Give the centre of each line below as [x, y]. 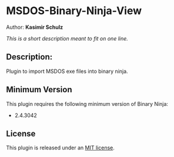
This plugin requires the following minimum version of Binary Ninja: [87, 103]
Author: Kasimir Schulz [35, 27]
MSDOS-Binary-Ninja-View [74, 11]
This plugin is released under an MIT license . [60, 148]
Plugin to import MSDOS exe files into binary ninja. [67, 71]
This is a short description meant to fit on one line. [67, 38]
